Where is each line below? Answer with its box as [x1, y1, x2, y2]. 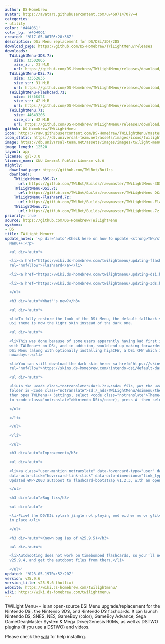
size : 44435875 [14, 94, 45, 99]
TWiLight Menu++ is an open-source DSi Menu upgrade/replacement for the [5, 603, 160, 609]
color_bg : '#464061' [5, 30, 48, 35]
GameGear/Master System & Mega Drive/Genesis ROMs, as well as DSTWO [5, 619, 158, 625]
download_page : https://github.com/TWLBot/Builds [9, 167, 113, 172]
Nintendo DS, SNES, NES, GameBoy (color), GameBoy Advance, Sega [5, 613, 146, 619]
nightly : [5, 163, 23, 168]
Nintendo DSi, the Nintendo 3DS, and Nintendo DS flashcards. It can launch [5, 609, 158, 614]
